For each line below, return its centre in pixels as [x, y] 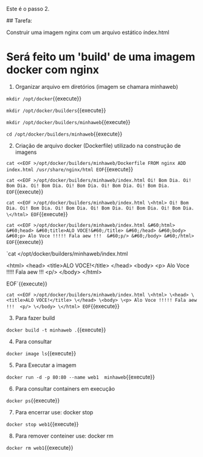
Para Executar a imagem [46, 365]
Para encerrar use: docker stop [54, 412]
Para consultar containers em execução [65, 388]
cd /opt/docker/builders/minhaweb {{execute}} [64, 134]
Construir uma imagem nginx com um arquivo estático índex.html [88, 32]
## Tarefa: [19, 20]
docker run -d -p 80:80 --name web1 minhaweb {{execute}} [81, 377]
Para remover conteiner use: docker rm [64, 436]
